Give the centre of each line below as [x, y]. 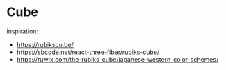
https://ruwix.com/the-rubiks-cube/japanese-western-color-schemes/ [118, 59]
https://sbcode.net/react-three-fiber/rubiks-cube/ [88, 52]
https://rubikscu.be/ [45, 44]
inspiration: [23, 31]
